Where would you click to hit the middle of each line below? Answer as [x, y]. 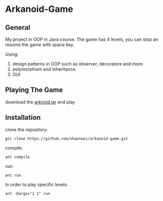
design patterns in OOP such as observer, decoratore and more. [78, 64]
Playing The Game [34, 90]
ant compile [17, 157]
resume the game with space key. [40, 45]
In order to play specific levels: [37, 184]
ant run [13, 175]
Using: [12, 54]
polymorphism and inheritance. [44, 69]
